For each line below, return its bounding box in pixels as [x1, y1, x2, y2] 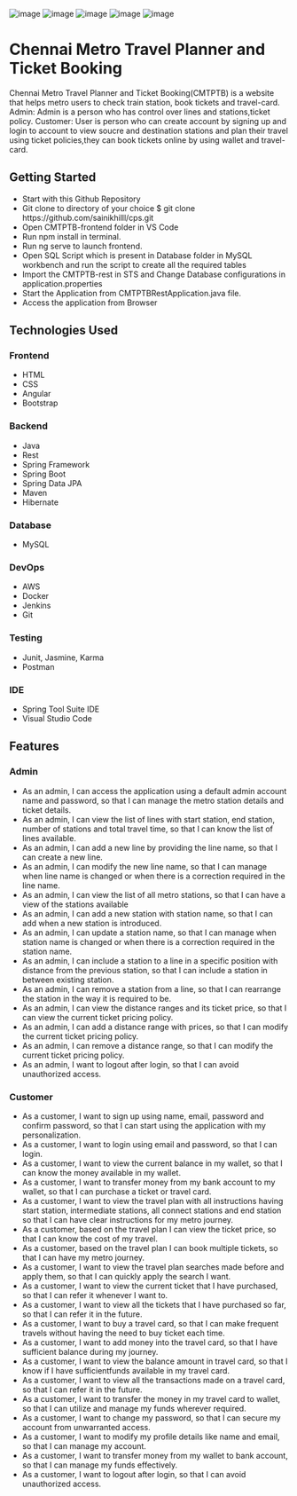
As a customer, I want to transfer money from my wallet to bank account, [21, 1450, 288, 1461]
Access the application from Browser [21, 297, 158, 308]
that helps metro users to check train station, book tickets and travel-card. [9, 97, 281, 107]
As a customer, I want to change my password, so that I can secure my [21, 1412, 281, 1423]
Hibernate [21, 497, 59, 508]
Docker [21, 591, 50, 602]
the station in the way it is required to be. [21, 993, 172, 1004]
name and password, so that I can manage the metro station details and [21, 795, 285, 806]
